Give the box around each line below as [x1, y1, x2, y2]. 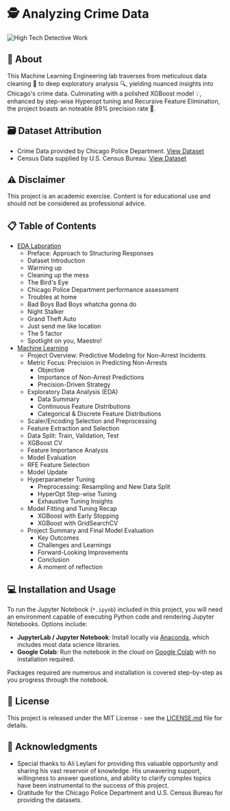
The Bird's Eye [27, 278, 68, 286]
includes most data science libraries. [16, 641, 121, 648]
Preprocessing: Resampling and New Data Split [37, 483, 171, 491]
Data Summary [37, 395, 80, 403]
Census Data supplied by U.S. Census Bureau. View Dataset [16, 154, 187, 162]
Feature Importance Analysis [27, 446, 109, 455]
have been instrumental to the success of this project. [16, 781, 169, 789]
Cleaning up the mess [27, 271, 89, 279]
